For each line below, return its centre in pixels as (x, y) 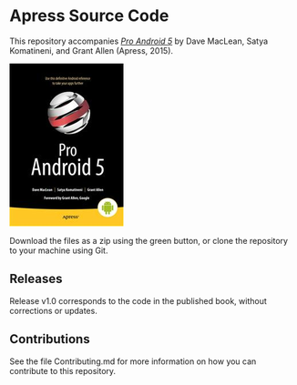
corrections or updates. (53, 310)
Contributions (50, 339)
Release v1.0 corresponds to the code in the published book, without (138, 300)
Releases (36, 279)
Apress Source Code (89, 16)
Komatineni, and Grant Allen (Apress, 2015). (92, 50)
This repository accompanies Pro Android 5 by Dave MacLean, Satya (139, 41)
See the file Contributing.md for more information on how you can (133, 361)
